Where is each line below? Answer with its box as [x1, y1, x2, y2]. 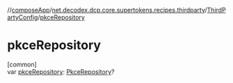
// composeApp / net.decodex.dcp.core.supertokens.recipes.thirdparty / [7, 6, 207, 14]
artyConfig [7, 13, 38, 21]
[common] [7, 60, 37, 68]
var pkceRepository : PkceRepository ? [7, 67, 115, 75]
